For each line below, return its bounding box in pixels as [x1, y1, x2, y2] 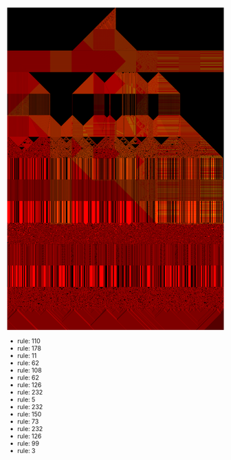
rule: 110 [16, 337, 41, 345]
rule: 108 [16, 366, 43, 375]
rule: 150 [16, 410, 42, 419]
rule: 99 [16, 439, 40, 448]
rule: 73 [16, 417, 39, 426]
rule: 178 [16, 344, 41, 353]
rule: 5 [16, 395, 36, 404]
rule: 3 [16, 447, 36, 455]
